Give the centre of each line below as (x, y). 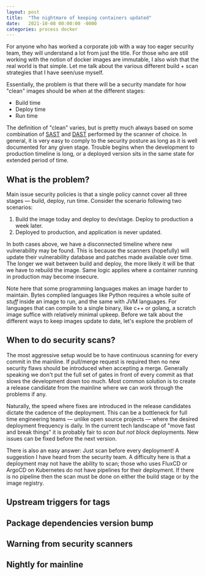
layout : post (23, 12)
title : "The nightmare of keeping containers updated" (79, 18)
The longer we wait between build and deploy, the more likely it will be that (100, 263)
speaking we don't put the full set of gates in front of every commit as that (100, 374)
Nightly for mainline (45, 565)
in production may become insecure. (53, 277)
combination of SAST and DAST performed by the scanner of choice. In (97, 134)
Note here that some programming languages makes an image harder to (97, 289)
